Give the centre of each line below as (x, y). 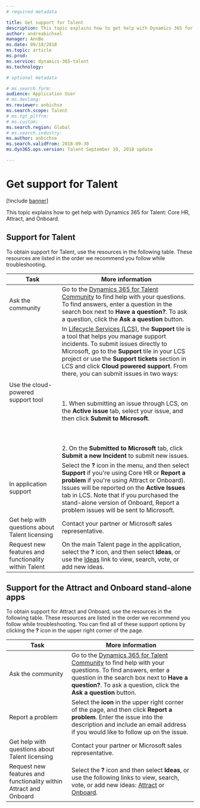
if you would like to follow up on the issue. (130, 732)
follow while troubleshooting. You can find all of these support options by (96, 624)
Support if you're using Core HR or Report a (124, 473)
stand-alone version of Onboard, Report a (121, 502)
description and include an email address (129, 724)
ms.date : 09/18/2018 (32, 45)
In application (28, 484)
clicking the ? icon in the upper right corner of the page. (75, 631)
